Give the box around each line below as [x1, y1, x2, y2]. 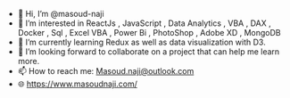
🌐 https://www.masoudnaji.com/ [17, 78, 138, 89]
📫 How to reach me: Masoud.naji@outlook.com [17, 66, 195, 76]
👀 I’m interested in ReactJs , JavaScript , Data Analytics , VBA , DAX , [17, 18, 271, 29]
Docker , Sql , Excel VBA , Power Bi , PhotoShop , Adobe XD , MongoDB [17, 28, 281, 37]
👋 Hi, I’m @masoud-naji [17, 9, 104, 19]
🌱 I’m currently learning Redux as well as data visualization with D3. [17, 37, 266, 47]
